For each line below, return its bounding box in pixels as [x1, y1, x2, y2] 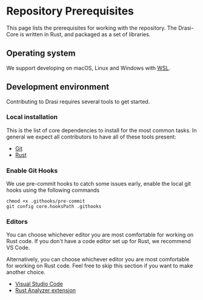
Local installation [6, 113, 58, 122]
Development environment [6, 82, 110, 92]
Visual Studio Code [15, 280, 64, 288]
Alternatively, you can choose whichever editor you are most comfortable [6, 256, 190, 263]
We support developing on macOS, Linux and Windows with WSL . [6, 64, 171, 71]
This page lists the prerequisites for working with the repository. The [6, 24, 178, 31]
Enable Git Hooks [6, 166, 58, 175]
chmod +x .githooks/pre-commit [6, 198, 85, 204]
